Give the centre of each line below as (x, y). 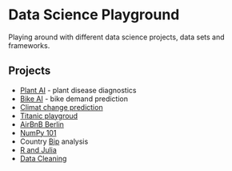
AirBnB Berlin (42, 124)
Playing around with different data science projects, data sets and (117, 37)
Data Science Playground (94, 15)
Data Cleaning (43, 158)
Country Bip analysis (54, 141)
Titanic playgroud (49, 116)
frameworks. (29, 45)
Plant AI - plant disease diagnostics (78, 90)
